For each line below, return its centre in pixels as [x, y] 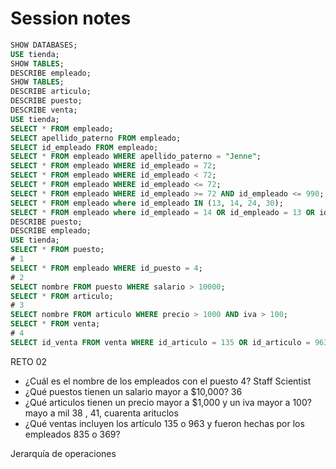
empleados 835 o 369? [72, 434]
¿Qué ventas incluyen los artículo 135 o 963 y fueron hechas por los [164, 423]
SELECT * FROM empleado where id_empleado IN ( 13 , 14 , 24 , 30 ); [147, 203]
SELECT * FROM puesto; [57, 250]
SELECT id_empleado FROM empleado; [84, 147]
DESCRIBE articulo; [51, 92]
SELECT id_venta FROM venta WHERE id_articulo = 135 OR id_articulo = [160, 342]
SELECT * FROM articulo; [62, 296]
